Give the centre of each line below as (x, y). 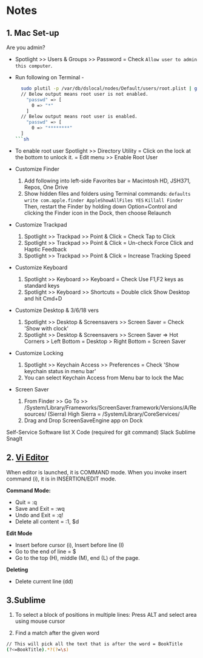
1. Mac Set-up (33, 33)
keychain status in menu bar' (60, 371)
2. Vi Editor (28, 458)
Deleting (17, 570)
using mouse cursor (40, 621)
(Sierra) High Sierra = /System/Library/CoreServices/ (114, 414)
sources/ (35, 414)
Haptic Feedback (45, 249)
